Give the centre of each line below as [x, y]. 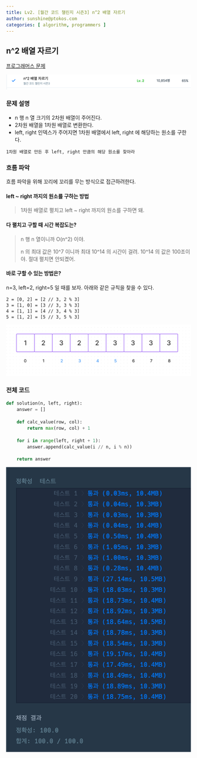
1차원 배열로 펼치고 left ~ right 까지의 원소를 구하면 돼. [82, 210]
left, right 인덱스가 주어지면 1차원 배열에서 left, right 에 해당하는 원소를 [95, 132]
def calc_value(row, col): [50, 422]
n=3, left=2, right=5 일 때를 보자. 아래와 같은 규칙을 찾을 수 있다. [80, 287]
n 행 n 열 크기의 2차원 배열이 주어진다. [58, 117]
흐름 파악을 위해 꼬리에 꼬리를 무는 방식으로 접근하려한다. [71, 181]
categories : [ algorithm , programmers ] [56, 25]
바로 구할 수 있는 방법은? [34, 274]
